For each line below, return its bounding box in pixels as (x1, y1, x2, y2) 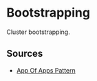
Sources (6, 48, 43, 60)
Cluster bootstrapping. (6, 28, 70, 36)
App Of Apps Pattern (16, 66, 76, 74)
